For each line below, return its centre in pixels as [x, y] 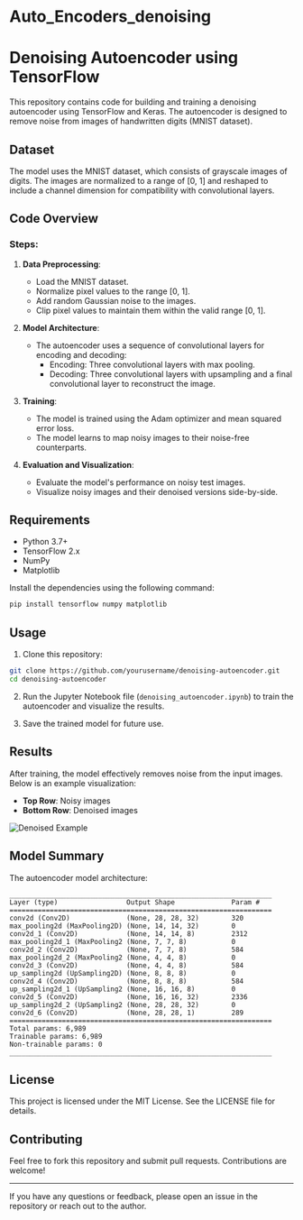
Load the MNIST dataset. [82, 281]
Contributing [46, 1139]
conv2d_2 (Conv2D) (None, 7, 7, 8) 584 [127, 949]
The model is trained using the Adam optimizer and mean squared [159, 418]
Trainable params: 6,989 [56, 1036]
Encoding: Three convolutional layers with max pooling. [152, 364]
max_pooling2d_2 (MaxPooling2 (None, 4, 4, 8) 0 [123, 958]
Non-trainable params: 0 [56, 1044]
